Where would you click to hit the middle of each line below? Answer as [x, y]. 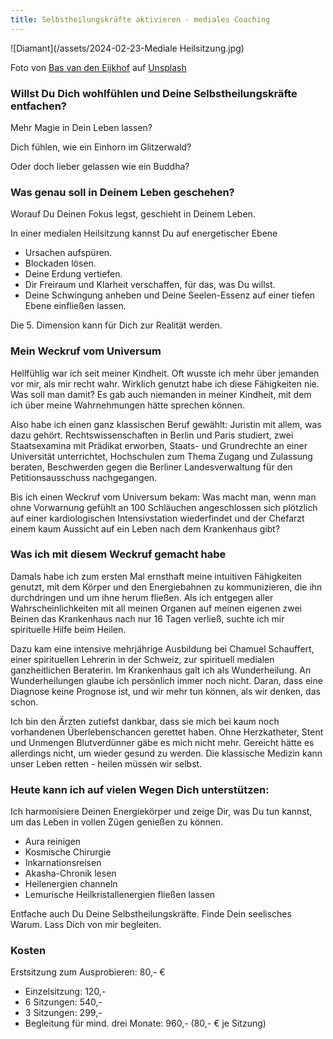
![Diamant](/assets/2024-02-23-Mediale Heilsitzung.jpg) [127, 48]
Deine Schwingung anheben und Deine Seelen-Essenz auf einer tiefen [170, 295]
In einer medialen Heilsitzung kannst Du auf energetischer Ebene [144, 233]
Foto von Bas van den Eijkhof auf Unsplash [98, 67]
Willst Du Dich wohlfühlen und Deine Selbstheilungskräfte [154, 93]
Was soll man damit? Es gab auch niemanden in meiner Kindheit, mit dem [161, 394]
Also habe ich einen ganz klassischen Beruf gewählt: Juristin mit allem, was [166, 424]
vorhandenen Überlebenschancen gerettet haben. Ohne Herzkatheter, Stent [167, 732]
